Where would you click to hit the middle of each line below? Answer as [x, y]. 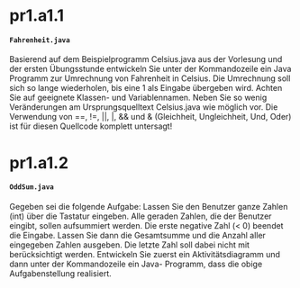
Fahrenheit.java [40, 40]
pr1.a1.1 [37, 16]
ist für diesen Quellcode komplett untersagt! [91, 126]
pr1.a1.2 [39, 162]
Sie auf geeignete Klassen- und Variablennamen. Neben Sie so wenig [138, 98]
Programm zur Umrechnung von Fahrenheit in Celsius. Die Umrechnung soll [150, 78]
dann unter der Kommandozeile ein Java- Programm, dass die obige [136, 264]
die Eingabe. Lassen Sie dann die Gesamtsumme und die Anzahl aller [137, 235]
